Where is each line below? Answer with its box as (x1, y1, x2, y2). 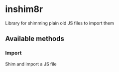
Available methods (5, 34, 65, 43)
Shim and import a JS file (5, 61, 57, 67)
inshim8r (5, 3, 43, 15)
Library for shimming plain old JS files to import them (5, 20, 115, 26)
